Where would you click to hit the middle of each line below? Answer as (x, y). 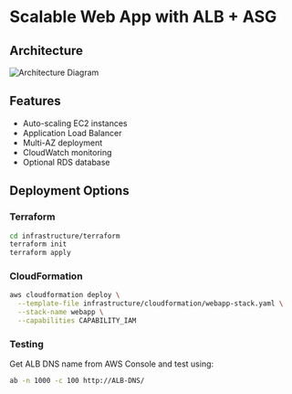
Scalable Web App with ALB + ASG (143, 17)
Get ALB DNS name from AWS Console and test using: (112, 364)
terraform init (38, 244)
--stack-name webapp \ (61, 313)
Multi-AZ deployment (63, 143)
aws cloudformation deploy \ (65, 295)
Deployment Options (69, 191)
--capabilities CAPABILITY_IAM (77, 321)
